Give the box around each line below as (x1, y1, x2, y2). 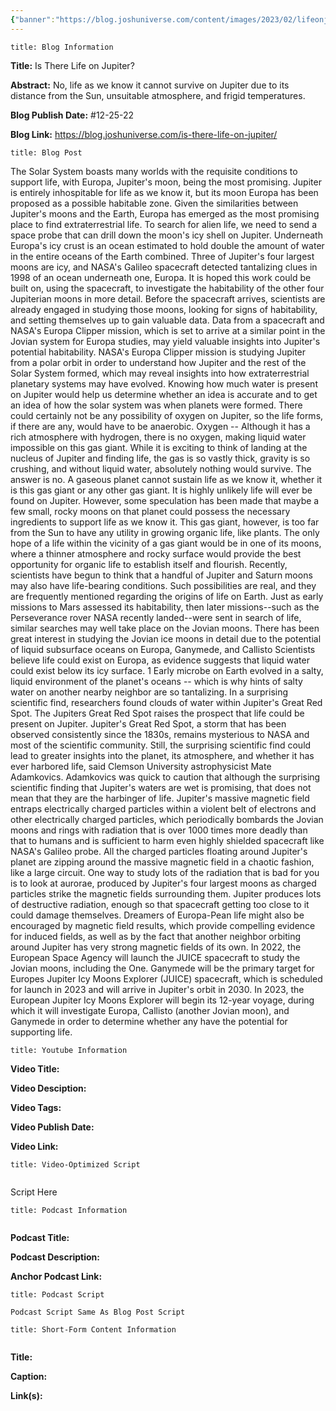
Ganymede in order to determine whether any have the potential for (10, 1015, 288, 1027)
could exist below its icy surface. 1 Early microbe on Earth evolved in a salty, (10, 664, 324, 676)
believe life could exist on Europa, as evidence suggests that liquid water (10, 654, 310, 666)
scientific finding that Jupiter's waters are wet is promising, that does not (10, 781, 312, 793)
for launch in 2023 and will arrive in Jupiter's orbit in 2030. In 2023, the (10, 983, 305, 995)
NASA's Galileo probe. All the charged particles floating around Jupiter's (10, 845, 308, 857)
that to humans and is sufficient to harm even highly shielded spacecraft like (10, 834, 325, 846)
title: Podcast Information (10, 1205, 128, 1215)
